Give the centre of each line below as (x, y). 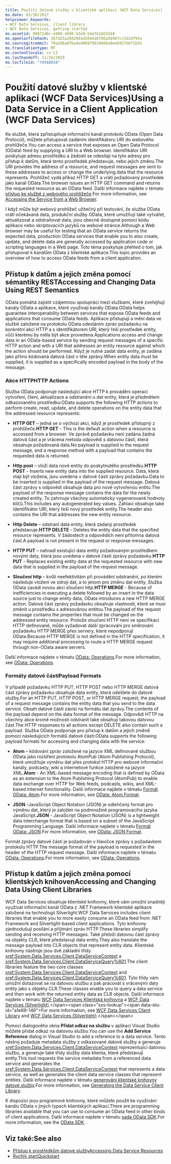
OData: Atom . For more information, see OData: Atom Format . (76, 794)
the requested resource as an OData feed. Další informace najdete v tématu (84, 188)
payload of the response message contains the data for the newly (82, 493)
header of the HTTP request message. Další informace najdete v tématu (81, 852)
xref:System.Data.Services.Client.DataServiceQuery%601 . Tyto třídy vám (82, 978)
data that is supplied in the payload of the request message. (76, 567)
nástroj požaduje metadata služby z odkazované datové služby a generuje (83, 1042)
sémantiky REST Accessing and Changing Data (81, 282)
